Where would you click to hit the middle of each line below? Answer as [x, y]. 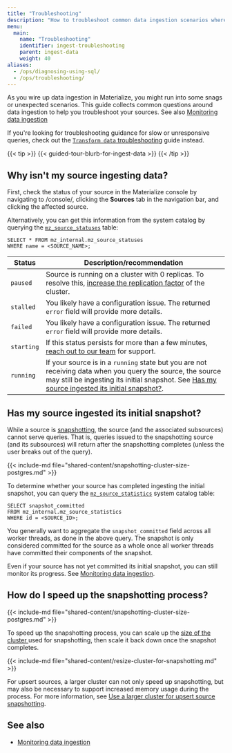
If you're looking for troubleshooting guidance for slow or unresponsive [108, 133]
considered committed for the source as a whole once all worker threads [110, 546]
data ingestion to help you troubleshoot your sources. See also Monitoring [113, 112]
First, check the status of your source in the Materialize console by [102, 192]
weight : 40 [35, 59]
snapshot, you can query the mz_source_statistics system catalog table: [111, 493]
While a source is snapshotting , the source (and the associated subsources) [115, 430]
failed [21, 327]
